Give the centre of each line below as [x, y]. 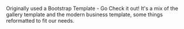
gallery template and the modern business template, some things [84, 14]
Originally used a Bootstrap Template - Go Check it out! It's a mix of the [92, 8]
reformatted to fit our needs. [40, 21]
